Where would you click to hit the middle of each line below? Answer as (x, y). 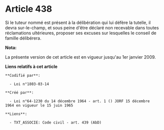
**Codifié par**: (23, 75)
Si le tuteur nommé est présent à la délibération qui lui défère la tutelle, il (78, 22)
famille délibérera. (23, 38)
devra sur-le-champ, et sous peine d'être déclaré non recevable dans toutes (82, 27)
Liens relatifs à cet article (31, 66)
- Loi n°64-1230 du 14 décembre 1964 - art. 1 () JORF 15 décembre (80, 101)
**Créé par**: (20, 92)
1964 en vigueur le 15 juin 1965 (39, 105)
